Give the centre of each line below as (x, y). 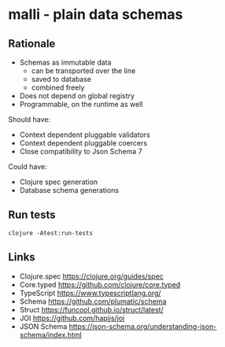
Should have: (30, 119)
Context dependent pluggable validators (85, 135)
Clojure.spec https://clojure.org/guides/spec (91, 276)
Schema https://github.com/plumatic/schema (93, 301)
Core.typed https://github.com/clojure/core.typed (100, 284)
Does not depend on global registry (77, 96)
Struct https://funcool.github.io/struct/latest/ (91, 309)
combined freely (58, 87)
